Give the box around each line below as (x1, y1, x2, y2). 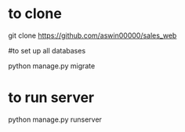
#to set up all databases (8, 46, 86, 55)
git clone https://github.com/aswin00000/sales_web (8, 31, 177, 40)
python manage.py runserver (8, 115, 102, 124)
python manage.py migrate (8, 60, 96, 71)
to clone (8, 5, 63, 23)
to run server (8, 89, 95, 107)
